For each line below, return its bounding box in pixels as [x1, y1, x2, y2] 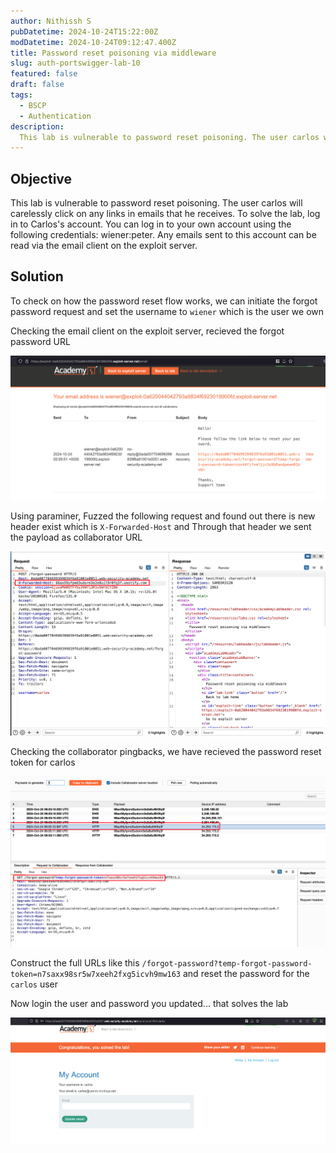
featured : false [10, 69, 78, 79]
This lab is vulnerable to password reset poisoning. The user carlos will [10, 197, 303, 209]
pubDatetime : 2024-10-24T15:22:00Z [10, 26, 159, 37]
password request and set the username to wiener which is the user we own [10, 305, 325, 317]
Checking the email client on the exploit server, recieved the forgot [10, 325, 285, 337]
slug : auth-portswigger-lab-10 [10, 58, 141, 69]
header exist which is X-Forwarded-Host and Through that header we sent [10, 521, 312, 533]
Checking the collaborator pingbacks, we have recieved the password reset [10, 746, 322, 758]
